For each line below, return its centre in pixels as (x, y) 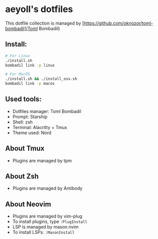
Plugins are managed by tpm (42, 160)
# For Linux (18, 56)
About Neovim (28, 204)
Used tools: (23, 99)
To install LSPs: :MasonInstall (43, 232)
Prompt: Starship (30, 116)
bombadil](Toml (22, 28)
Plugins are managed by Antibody (47, 188)
